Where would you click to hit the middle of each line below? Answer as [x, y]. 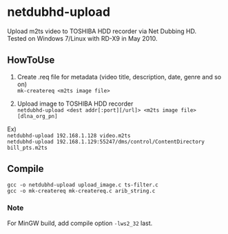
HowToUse [31, 60]
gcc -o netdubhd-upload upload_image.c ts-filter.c [83, 185]
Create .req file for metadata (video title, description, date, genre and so [119, 77]
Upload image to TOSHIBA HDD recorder [75, 104]
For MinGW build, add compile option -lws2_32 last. [80, 223]
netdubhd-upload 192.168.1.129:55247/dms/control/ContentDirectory [106, 142]
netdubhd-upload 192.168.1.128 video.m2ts [69, 135]
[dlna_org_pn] [37, 116]
